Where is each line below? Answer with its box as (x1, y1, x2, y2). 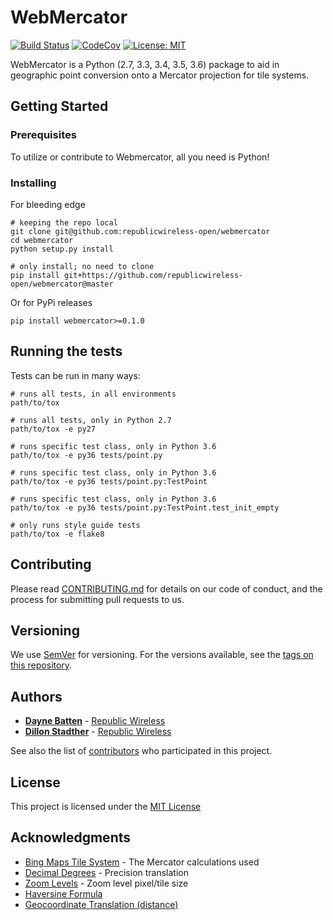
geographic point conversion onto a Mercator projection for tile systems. (10, 69, 310, 81)
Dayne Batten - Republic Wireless (24, 715, 166, 727)
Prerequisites (10, 128, 77, 142)
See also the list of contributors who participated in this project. (10, 745, 273, 757)
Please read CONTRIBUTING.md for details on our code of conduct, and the (10, 582, 323, 595)
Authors (10, 688, 63, 705)
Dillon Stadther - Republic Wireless (24, 726, 172, 738)
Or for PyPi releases (10, 296, 93, 308)
